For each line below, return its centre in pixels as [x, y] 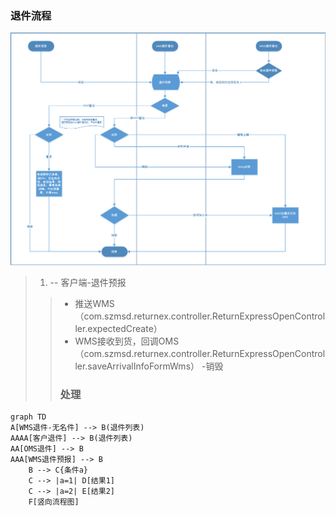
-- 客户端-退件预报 [88, 282]
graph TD [28, 417]
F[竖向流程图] [54, 502]
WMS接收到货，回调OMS [127, 341]
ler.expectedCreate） [118, 328]
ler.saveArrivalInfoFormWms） [137, 366]
